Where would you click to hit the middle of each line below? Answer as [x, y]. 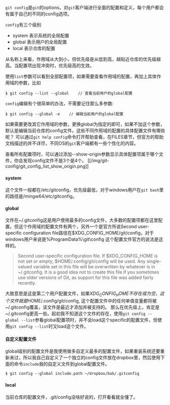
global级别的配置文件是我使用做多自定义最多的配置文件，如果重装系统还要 [83, 351]
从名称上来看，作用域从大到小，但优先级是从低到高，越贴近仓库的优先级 [81, 59]
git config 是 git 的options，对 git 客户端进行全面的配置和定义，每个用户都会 [84, 7]
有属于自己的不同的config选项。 [39, 14]
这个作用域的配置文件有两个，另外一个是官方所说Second [78, 226]
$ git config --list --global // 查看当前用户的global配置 [69, 93]
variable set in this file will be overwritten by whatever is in [94, 267]
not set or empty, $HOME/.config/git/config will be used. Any [81, 261]
